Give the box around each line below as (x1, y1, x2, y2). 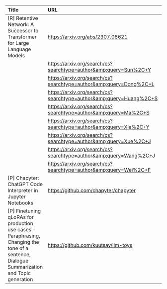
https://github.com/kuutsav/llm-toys (47, 242, 133, 248)
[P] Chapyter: (7, 175, 39, 181)
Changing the (7, 239, 39, 245)
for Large (7, 40, 29, 46)
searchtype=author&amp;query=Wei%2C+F (47, 167, 151, 173)
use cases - (7, 226, 36, 233)
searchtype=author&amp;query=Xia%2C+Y (47, 124, 150, 130)
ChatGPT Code (7, 181, 43, 188)
